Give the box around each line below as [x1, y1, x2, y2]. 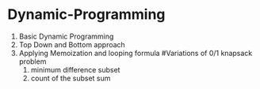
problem [18, 57, 47, 66]
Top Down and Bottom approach [18, 39, 126, 49]
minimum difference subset [30, 65, 120, 74]
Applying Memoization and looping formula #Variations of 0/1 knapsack [18, 48, 253, 57]
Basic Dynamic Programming [18, 32, 114, 41]
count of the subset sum [30, 73, 111, 83]
